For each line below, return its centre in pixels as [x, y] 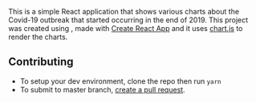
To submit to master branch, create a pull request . [103, 89]
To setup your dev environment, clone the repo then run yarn [121, 81]
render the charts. [38, 37]
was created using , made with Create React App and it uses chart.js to [126, 28]
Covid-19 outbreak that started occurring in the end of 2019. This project [128, 20]
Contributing [41, 62]
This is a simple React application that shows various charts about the [124, 12]
